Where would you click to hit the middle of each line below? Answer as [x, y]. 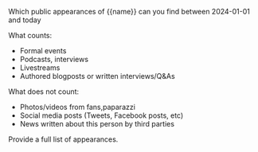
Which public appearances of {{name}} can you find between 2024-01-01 [129, 12]
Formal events [43, 51]
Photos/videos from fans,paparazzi [77, 107]
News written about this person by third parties [97, 124]
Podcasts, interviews [54, 59]
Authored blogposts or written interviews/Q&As [97, 76]
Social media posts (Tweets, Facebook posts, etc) [102, 115]
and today [25, 20]
